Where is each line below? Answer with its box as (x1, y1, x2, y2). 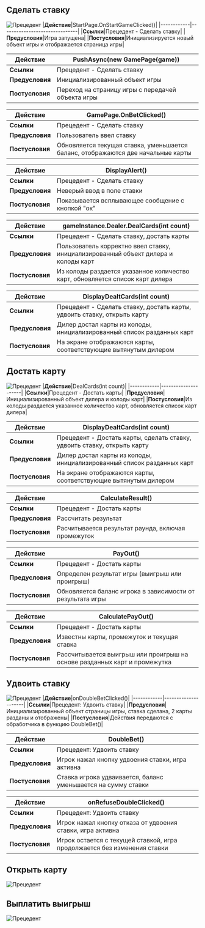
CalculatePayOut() (98, 612, 154, 620)
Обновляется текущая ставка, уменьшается (57, 141, 188, 149)
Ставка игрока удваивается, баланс (57, 773, 164, 782)
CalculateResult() (100, 494, 153, 502)
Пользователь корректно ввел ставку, (57, 242, 171, 250)
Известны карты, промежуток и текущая (57, 633, 178, 641)
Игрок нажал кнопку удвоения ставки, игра (57, 755, 187, 764)
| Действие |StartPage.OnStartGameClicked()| (42, 21, 157, 28)
